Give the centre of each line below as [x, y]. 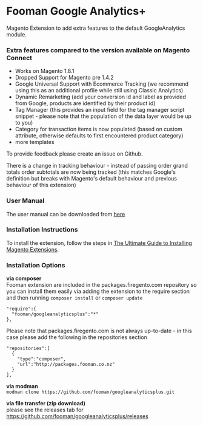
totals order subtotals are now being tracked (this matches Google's [91, 172]
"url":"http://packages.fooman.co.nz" [66, 365]
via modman [22, 386]
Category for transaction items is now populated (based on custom [99, 129]
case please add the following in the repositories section [77, 337]
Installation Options [36, 265]
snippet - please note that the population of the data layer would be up [103, 116]
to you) [24, 123]
